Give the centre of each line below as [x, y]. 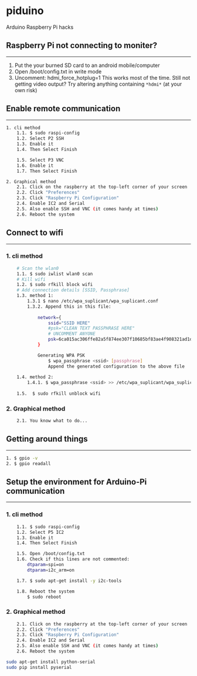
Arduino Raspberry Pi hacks [40, 27]
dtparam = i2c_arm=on [51, 570]
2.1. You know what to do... [52, 421]
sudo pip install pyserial [39, 667]
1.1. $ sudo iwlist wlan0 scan [55, 274]
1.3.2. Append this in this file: [69, 307]
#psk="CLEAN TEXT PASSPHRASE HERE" [91, 328]
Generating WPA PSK [61, 355]
